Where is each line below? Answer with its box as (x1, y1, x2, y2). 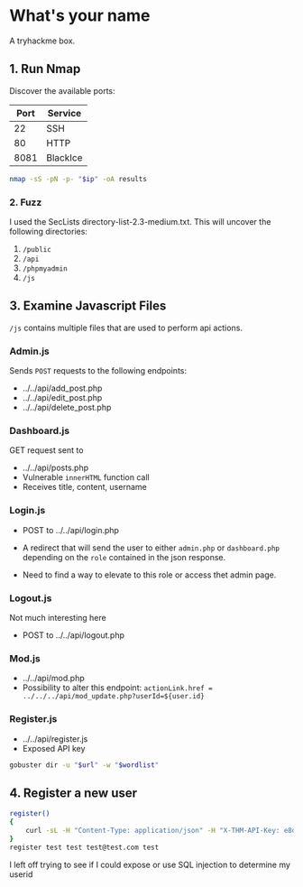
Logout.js (9, 592, 52, 605)
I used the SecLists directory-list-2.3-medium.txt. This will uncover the (9, 216, 271, 226)
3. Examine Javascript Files (9, 299, 167, 314)
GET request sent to (9, 445, 84, 456)
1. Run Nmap (9, 61, 81, 77)
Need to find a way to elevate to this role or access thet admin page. (22, 569, 277, 580)
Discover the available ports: (9, 85, 115, 96)
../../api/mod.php (22, 673, 86, 684)
